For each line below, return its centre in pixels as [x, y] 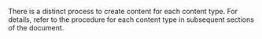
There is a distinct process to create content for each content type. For [123, 11]
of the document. [36, 28]
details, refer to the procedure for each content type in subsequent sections [131, 19]
